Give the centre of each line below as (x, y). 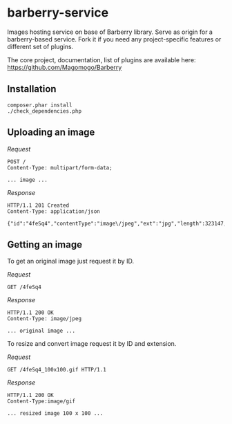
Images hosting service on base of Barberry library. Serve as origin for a (110, 32)
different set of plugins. (40, 46)
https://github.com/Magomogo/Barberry (65, 67)
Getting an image (45, 245)
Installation (32, 89)
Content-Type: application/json (54, 211)
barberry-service (58, 13)
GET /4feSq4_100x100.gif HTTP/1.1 (57, 370)
